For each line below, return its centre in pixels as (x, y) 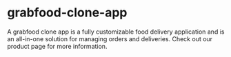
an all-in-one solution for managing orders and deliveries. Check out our (110, 38)
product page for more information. (57, 46)
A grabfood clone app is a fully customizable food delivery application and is (116, 32)
